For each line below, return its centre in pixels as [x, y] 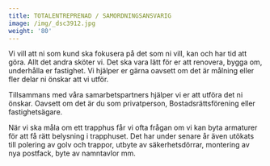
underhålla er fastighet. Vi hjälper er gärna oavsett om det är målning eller [131, 71]
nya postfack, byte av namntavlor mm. [72, 153]
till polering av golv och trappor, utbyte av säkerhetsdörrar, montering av [129, 145]
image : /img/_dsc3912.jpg [52, 23]
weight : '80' [30, 31]
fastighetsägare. [36, 112]
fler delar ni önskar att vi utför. [59, 79]
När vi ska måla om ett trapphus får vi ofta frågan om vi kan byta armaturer [133, 128]
